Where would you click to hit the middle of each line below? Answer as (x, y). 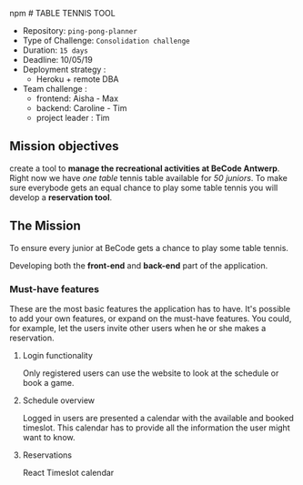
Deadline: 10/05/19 (57, 60)
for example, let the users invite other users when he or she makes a (138, 328)
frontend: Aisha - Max (77, 98)
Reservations (47, 455)
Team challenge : (55, 89)
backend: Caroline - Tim (81, 108)
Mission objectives (64, 146)
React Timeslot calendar (68, 472)
